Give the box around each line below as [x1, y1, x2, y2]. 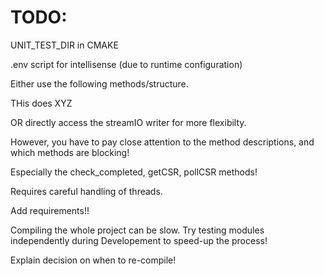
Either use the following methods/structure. [10, 77, 189, 90]
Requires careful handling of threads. [10, 185, 163, 197]
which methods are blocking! [10, 146, 130, 158]
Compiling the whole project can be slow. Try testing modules [10, 224, 265, 236]
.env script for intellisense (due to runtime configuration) [10, 58, 243, 70]
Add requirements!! [10, 204, 90, 216]
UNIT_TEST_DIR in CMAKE [10, 39, 119, 51]
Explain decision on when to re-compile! [10, 254, 177, 266]
